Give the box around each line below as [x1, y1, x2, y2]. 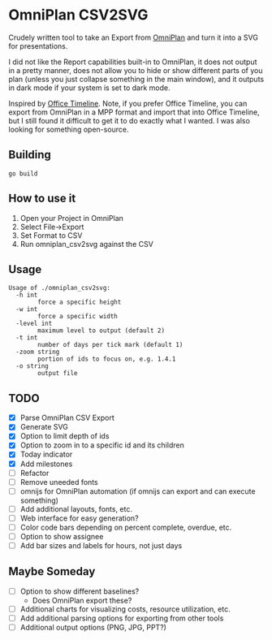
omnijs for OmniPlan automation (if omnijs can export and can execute [19, 486, 256, 496]
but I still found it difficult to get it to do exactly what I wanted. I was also [8, 115, 250, 125]
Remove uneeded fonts [19, 477, 99, 486]
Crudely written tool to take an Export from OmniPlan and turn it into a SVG [8, 32, 258, 42]
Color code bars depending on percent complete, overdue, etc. [19, 522, 232, 532]
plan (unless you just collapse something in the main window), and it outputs [8, 74, 265, 84]
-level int [15, 319, 53, 328]
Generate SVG [19, 422, 69, 432]
